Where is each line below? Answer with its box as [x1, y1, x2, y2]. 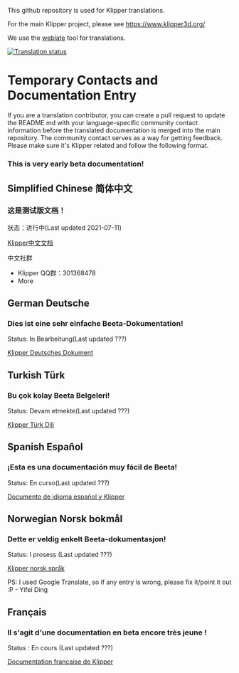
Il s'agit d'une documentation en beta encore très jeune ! [7, 627, 208, 637]
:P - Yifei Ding [7, 585, 48, 594]
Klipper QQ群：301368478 [17, 268, 96, 277]
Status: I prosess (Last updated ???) [7, 551, 112, 559]
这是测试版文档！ [7, 206, 66, 216]
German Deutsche [7, 297, 90, 309]
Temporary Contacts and [7, 73, 159, 88]
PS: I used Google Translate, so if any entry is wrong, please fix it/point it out [7, 578, 232, 586]
